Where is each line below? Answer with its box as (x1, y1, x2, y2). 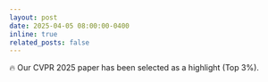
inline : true (9, 29, 58, 38)
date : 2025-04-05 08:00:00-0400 (9, 21, 130, 30)
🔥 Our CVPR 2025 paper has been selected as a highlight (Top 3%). (9, 62, 259, 73)
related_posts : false (9, 37, 90, 47)
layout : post (9, 12, 58, 22)
